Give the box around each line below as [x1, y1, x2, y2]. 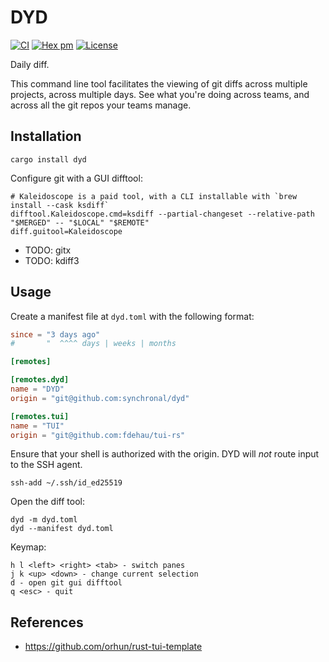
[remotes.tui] [10, 411, 70, 421]
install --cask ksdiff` [10, 200, 110, 210]
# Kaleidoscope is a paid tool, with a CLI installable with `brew [10, 191, 298, 201]
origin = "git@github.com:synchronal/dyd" [10, 393, 190, 403]
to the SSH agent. [10, 459, 83, 471]
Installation [10, 128, 82, 145]
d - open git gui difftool [10, 578, 123, 588]
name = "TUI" [10, 421, 65, 431]
